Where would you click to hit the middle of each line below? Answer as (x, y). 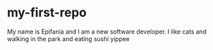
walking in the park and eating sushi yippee (68, 38)
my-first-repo (47, 13)
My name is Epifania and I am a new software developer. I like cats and (107, 32)
